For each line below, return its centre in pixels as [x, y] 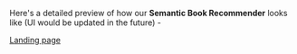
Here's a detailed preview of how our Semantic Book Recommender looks [148, 13]
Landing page [35, 40]
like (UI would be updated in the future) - [85, 22]
